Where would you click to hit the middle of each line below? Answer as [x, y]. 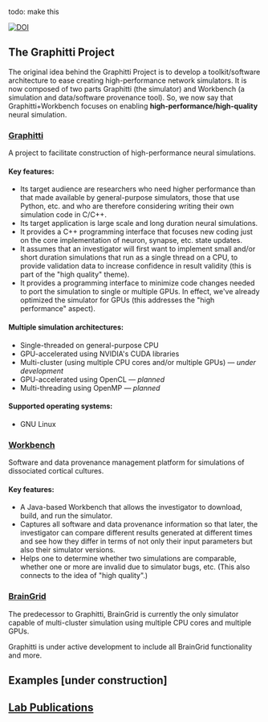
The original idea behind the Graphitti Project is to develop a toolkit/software [134, 72]
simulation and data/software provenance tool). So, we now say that [121, 97]
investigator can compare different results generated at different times [136, 533]
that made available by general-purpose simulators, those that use [130, 198]
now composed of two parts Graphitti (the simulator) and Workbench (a [126, 88]
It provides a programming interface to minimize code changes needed [137, 283]
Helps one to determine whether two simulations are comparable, [128, 559]
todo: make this [34, 12]
